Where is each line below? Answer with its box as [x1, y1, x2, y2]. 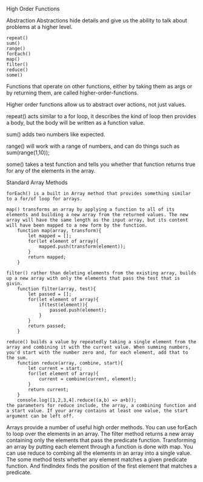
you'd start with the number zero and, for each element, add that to [6, 349, 188, 355]
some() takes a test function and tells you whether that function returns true [6, 160, 196, 168]
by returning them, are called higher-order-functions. [6, 89, 139, 96]
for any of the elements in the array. [6, 167, 96, 174]
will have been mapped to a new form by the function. [6, 222, 148, 228]
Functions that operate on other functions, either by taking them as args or [6, 83, 193, 90]
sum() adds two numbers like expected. [6, 131, 105, 138]
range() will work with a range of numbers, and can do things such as [6, 142, 180, 150]
